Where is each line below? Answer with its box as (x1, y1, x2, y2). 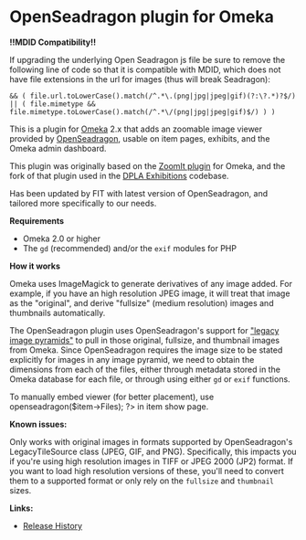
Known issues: (9, 418, 68, 429)
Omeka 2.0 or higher (22, 233, 100, 244)
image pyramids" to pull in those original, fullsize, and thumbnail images (9, 334, 280, 345)
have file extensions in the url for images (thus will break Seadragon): (9, 73, 271, 84)
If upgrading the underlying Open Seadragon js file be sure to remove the (9, 54, 286, 65)
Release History (22, 520, 83, 531)
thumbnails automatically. (9, 307, 106, 318)
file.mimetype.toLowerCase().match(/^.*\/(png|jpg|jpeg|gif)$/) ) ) (9, 107, 276, 116)
